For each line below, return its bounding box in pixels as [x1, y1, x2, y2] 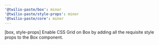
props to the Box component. [4, 34, 63, 40]
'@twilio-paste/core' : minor [4, 16, 64, 21]
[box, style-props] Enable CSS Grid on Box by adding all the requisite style [4, 30, 154, 35]
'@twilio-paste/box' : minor [4, 7, 62, 12]
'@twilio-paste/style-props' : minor [4, 12, 79, 16]
